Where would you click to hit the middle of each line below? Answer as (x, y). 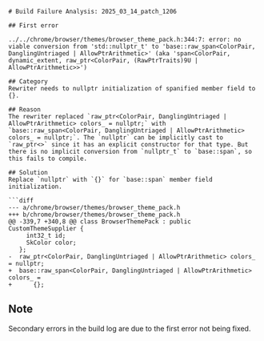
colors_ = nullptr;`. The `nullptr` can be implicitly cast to (116, 138)
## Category (28, 82)
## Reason (25, 110)
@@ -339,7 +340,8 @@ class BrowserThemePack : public (100, 222)
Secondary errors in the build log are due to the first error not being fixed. (130, 328)
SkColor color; (52, 243)
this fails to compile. (48, 158)
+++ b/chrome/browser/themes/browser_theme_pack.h (94, 215)
